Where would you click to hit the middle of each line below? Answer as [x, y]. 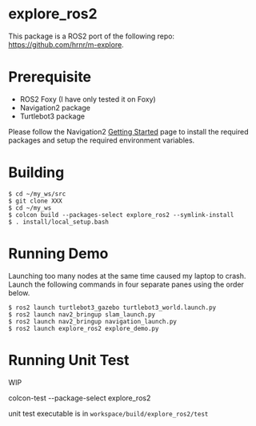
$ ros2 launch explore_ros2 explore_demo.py [84, 328]
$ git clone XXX [35, 201]
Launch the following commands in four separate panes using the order [126, 284]
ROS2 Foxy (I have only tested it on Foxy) [88, 99]
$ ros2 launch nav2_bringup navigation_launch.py [93, 321]
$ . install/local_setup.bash [59, 222]
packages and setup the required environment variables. [102, 140]
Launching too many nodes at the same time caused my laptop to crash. [127, 275]
